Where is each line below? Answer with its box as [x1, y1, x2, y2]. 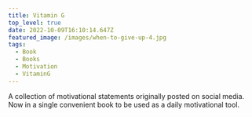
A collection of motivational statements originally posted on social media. [8, 91, 245, 101]
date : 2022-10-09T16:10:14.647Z [8, 26, 114, 34]
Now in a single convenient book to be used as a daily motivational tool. [8, 100, 240, 109]
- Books [15, 56, 41, 64]
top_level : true [8, 19, 61, 27]
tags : [8, 41, 26, 49]
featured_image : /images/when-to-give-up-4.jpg [8, 33, 167, 42]
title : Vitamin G [8, 11, 65, 20]
